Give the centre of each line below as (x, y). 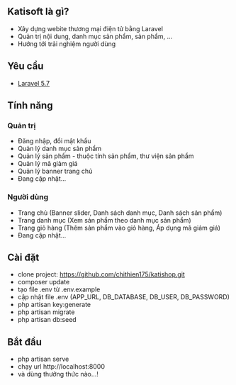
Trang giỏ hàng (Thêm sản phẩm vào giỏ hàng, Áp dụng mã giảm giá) (119, 228)
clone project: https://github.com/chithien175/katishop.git (101, 274)
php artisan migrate (46, 312)
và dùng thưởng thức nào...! (58, 374)
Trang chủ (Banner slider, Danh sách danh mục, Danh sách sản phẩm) (120, 213)
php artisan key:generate (54, 305)
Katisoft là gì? (38, 12)
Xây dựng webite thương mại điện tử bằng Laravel (90, 28)
